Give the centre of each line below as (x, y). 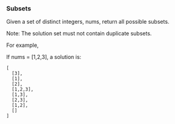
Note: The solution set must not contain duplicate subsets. (79, 33)
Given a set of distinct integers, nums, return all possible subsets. (88, 22)
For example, (23, 45)
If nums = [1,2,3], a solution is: (44, 57)
